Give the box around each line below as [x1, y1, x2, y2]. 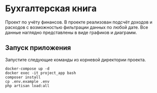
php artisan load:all [5, 83, 50, 88]
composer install [5, 74, 41, 80]
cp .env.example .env [5, 79, 50, 84]
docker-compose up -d [5, 66, 50, 71]
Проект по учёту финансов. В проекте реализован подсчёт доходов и [5, 19, 153, 25]
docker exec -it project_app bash [5, 70, 77, 75]
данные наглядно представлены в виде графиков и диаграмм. [5, 29, 137, 35]
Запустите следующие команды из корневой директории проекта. [5, 57, 146, 63]
